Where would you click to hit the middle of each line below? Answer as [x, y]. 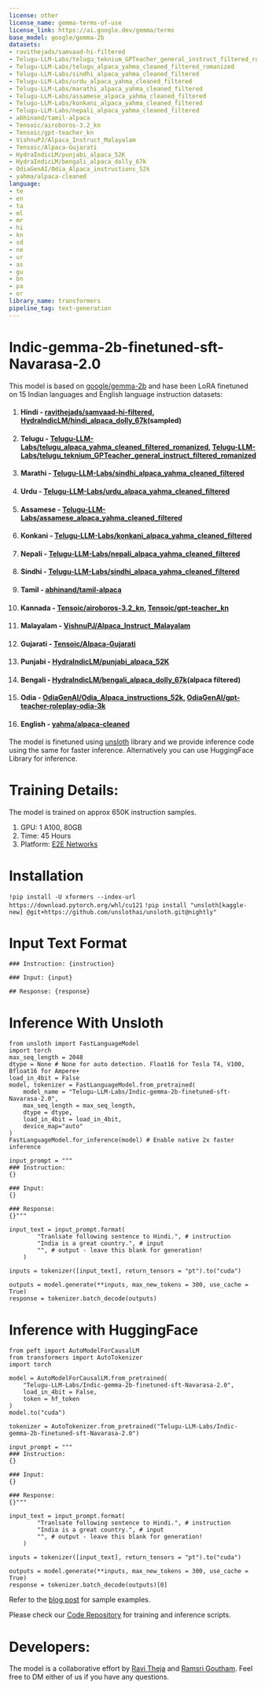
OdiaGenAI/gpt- [213, 698]
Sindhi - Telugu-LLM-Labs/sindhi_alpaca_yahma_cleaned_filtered [130, 572]
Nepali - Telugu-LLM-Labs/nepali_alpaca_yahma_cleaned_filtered [130, 554]
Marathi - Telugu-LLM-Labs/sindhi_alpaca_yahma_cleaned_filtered [132, 473]
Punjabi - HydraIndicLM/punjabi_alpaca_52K [95, 661]
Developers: [50, 1647]
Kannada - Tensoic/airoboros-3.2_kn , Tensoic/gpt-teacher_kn [125, 608]
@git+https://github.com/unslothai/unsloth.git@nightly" [121, 912]
